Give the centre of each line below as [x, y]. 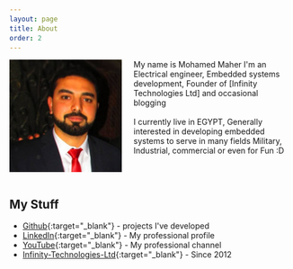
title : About [34, 28]
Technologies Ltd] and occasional [196, 94]
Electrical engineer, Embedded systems [207, 74]
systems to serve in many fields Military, [208, 141]
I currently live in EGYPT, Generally [198, 122]
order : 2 [26, 38]
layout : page [34, 19]
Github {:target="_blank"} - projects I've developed [115, 226]
